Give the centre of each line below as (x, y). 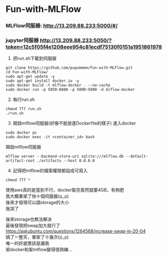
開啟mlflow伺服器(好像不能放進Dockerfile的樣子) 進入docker (74, 123)
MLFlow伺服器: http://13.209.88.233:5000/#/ (62, 26)
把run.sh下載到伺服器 (35, 58)
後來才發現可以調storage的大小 (38, 203)
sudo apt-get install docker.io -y (42, 81)
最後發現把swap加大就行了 (33, 226)
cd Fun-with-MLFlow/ (27, 72)
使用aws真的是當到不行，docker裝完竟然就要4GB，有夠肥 (65, 190)
